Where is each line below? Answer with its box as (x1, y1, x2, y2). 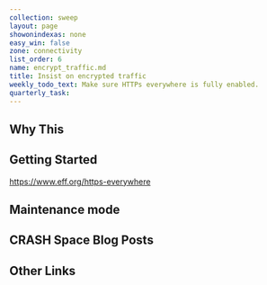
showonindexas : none (9, 30, 87, 39)
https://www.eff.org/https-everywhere (9, 176, 151, 187)
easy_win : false (9, 38, 70, 48)
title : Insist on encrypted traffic (9, 72, 147, 81)
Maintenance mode (9, 202, 120, 218)
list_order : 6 (9, 55, 63, 64)
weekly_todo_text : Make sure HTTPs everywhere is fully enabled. (9, 80, 259, 89)
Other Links (9, 263, 76, 279)
